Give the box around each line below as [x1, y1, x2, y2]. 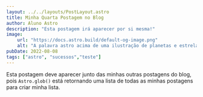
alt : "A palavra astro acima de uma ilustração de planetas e [17, 43, 177, 49]
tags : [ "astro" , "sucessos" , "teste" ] [6, 54, 101, 60]
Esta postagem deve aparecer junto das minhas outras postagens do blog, [6, 70, 192, 78]
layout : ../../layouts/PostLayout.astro [6, 8, 110, 15]
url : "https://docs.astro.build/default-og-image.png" [17, 37, 158, 43]
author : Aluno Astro [6, 20, 59, 26]
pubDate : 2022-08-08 [6, 48, 59, 55]
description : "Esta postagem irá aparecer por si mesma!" [6, 25, 155, 32]
